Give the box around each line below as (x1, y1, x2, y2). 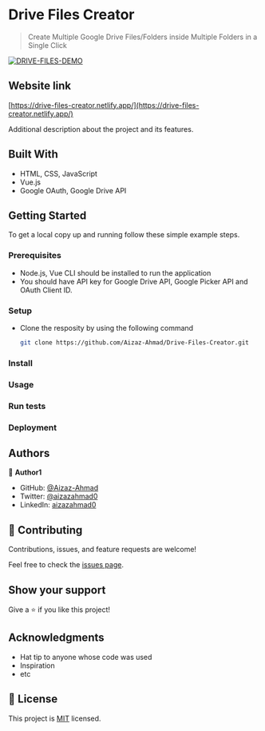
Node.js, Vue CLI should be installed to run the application (19, 268, 212, 277)
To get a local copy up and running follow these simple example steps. (8, 230, 240, 240)
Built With (8, 148, 58, 161)
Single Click (27, 40, 68, 50)
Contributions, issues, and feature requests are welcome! (8, 545, 197, 554)
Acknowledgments (8, 631, 105, 645)
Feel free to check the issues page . (8, 560, 124, 570)
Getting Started (8, 209, 87, 222)
